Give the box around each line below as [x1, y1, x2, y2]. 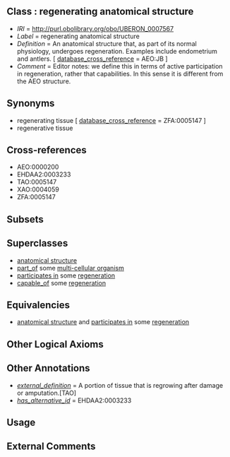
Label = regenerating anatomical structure [16, 32, 140, 40]
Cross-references [6, 144, 87, 156]
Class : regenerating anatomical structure [6, 6, 194, 18]
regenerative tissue [16, 124, 73, 132]
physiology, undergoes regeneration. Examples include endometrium [16, 47, 218, 55]
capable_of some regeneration [16, 278, 107, 287]
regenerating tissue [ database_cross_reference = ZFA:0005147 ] [16, 116, 206, 124]
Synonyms [6, 97, 55, 109]
